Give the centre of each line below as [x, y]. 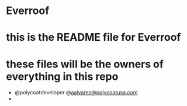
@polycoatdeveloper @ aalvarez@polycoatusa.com [76, 93]
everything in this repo [62, 76]
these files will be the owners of [85, 64]
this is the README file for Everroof [93, 38]
